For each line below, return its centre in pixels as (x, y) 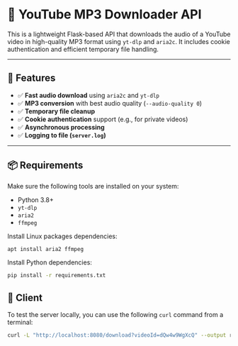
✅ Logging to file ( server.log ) (62, 135)
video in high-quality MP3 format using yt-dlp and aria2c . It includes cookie (119, 41)
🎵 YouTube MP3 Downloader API (104, 15)
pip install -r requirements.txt (57, 276)
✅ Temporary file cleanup (56, 111)
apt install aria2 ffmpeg (45, 249)
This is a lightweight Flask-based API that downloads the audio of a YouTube (119, 34)
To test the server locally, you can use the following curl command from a (115, 315)
